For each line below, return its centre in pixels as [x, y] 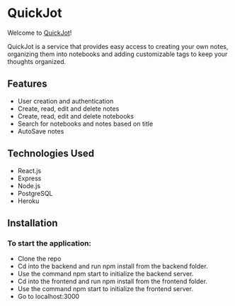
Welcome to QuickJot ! [40, 33]
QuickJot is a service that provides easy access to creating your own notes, [118, 46]
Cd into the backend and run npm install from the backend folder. [113, 266]
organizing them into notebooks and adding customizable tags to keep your [117, 54]
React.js [29, 170]
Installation [33, 223]
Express [29, 178]
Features [27, 84]
